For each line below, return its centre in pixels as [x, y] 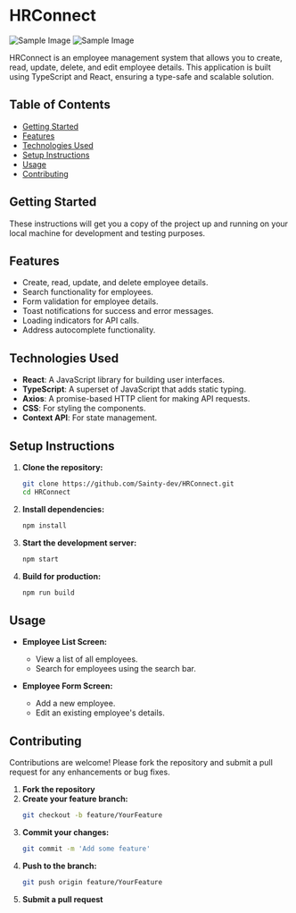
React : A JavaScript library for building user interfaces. [123, 380]
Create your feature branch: [75, 799]
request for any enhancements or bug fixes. [90, 772]
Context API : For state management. [90, 418]
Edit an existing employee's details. [100, 713]
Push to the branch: [59, 866]
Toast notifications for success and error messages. [118, 311]
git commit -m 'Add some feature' [86, 849]
